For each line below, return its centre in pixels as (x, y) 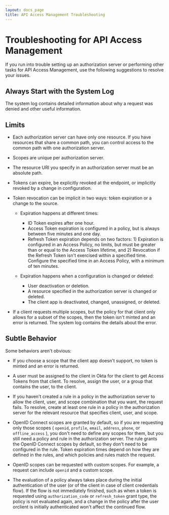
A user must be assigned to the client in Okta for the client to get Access (88, 375)
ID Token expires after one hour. (61, 223)
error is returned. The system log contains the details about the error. (85, 323)
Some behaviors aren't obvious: (38, 351)
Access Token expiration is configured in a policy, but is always (94, 228)
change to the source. (35, 203)
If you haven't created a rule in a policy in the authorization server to (84, 396)
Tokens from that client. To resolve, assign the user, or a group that (82, 381)
